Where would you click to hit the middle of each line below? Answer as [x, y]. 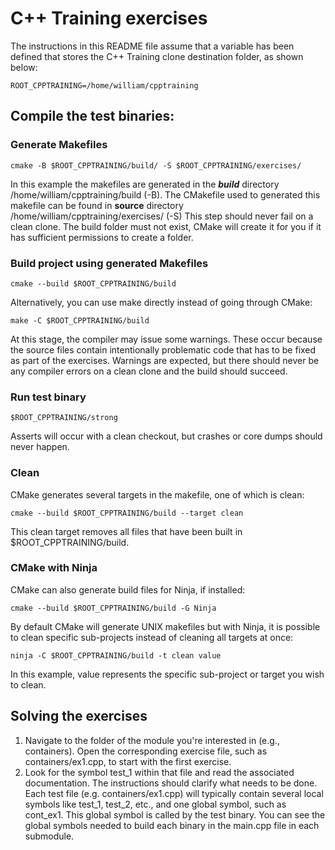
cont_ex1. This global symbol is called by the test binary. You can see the [175, 814]
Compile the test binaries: [92, 116]
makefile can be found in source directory [97, 205]
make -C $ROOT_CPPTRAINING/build [80, 320]
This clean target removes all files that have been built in [126, 531]
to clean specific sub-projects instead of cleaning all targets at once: [152, 637]
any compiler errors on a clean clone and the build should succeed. [149, 371]
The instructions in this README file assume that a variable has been [152, 46]
